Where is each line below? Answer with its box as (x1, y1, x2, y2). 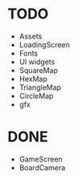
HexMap (18, 74, 47, 83)
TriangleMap (18, 82, 62, 92)
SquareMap (18, 65, 58, 75)
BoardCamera (18, 162, 66, 173)
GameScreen (18, 154, 64, 164)
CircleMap (18, 91, 54, 100)
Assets (18, 31, 43, 41)
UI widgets (18, 57, 55, 67)
